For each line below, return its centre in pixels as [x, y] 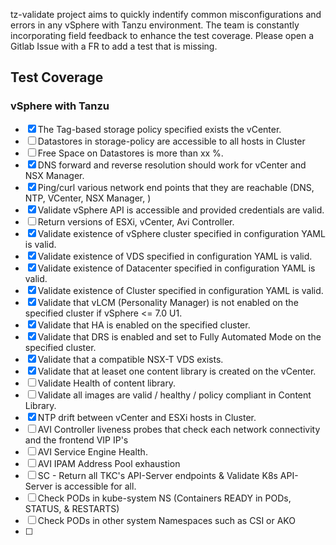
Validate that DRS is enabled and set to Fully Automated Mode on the [179, 336]
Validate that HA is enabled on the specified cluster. [144, 325]
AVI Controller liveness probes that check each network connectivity [179, 429]
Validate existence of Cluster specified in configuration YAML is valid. [180, 290]
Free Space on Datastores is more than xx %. [130, 153]
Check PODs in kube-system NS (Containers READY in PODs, [164, 498]
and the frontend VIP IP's [76, 440]
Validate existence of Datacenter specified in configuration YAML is [176, 268]
